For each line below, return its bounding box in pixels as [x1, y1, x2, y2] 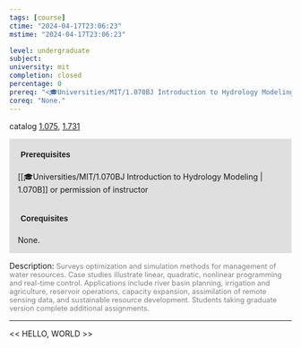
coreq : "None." [9, 96, 66, 105]
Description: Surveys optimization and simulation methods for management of [9, 260, 277, 271]
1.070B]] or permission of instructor [17, 184, 149, 195]
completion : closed [9, 71, 82, 81]
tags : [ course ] [9, 13, 66, 22]
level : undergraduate [9, 46, 90, 55]
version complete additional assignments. [9, 303, 150, 313]
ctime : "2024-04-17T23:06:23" [9, 22, 123, 30]
